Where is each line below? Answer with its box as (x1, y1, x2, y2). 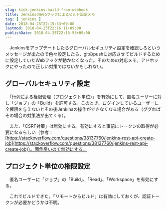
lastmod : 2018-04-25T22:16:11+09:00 (5, 26, 81, 31)
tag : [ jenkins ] (5, 16, 41, 21)
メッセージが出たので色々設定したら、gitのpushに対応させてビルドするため (5, 51, 161, 57)
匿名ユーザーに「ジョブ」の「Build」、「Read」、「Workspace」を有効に (9, 176, 154, 182)
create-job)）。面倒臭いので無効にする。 (5, 146, 87, 152)
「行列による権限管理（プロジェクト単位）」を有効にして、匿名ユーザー (9, 93, 154, 100)
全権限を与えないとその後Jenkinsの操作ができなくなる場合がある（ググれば (5, 106, 161, 112)
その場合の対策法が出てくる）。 (5, 112, 69, 118)
